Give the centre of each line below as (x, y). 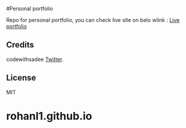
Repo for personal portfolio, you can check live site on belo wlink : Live (93, 20)
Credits (20, 45)
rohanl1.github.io (49, 116)
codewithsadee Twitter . (35, 59)
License (21, 78)
